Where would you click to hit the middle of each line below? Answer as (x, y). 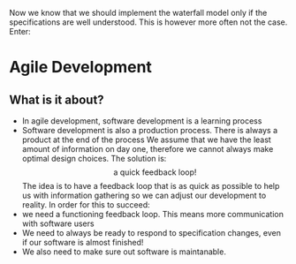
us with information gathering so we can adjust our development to (144, 195)
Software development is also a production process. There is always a (150, 130)
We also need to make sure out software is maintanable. (124, 252)
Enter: (20, 31)
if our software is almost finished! (83, 242)
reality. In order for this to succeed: (86, 205)
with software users (58, 223)
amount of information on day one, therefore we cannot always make (148, 149)
